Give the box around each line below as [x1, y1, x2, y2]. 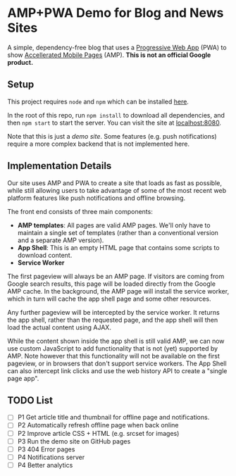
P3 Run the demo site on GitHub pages [17, 437, 131, 445]
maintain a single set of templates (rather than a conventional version [17, 228, 218, 237]
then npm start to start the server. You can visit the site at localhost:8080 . [7, 118, 222, 127]
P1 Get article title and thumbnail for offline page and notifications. [17, 413, 210, 422]
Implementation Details [7, 160, 112, 172]
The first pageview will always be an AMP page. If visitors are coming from [7, 272, 225, 280]
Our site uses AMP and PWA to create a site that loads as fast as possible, [7, 178, 222, 187]
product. [7, 58, 34, 66]
